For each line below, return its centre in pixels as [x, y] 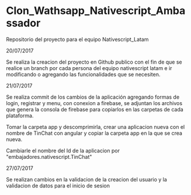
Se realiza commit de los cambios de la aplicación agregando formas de [93, 97]
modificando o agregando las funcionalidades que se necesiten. [83, 74]
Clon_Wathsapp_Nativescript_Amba [96, 11]
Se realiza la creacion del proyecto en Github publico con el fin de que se [94, 62]
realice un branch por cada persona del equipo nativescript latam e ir [89, 68]
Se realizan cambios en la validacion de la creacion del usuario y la [87, 179]
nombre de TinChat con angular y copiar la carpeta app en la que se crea [94, 133]
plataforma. [20, 116]
